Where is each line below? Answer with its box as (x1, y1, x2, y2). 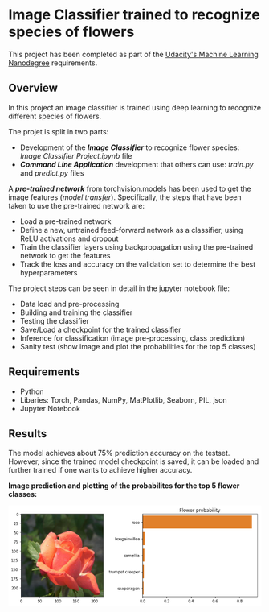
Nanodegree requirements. (8, 58, 98, 68)
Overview (8, 81, 59, 95)
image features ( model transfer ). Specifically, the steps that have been (8, 192, 243, 202)
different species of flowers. (8, 111, 102, 121)
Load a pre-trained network (19, 216, 112, 226)
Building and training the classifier (19, 308, 133, 317)
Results (8, 427, 47, 440)
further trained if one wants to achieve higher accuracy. (8, 465, 193, 475)
